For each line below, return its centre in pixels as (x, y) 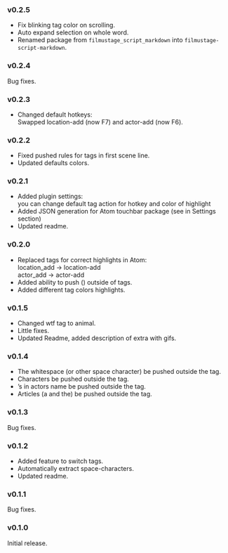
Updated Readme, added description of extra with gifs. (97, 338)
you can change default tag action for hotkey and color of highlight (114, 204)
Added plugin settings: (50, 196)
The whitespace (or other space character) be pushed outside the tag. (119, 372)
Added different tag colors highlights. (71, 289)
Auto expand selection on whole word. (73, 32)
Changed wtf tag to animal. (56, 323)
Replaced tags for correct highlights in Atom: (82, 260)
